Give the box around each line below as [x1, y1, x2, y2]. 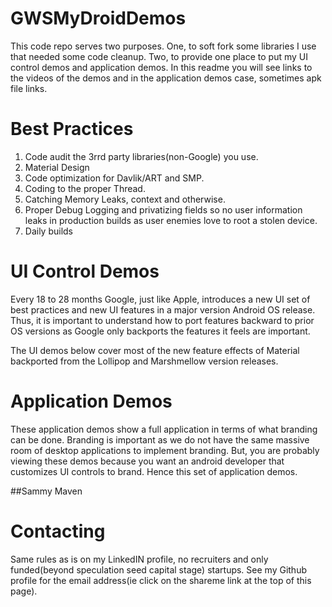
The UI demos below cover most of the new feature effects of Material [10, 344, 300, 356]
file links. [10, 82, 48, 94]
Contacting [10, 520, 106, 542]
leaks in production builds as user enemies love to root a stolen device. [24, 214, 318, 226]
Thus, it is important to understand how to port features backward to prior [10, 314, 315, 326]
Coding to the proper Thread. [24, 182, 146, 194]
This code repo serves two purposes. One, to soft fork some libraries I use [10, 40, 317, 52]
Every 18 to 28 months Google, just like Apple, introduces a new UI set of [10, 293, 311, 305]
